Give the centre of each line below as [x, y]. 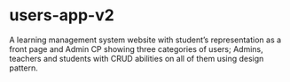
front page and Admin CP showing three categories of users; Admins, [136, 48]
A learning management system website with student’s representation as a [145, 40]
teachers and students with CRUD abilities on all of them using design [137, 58]
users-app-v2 [62, 15]
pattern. [24, 68]
